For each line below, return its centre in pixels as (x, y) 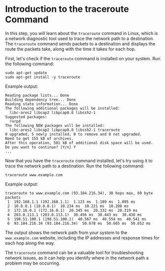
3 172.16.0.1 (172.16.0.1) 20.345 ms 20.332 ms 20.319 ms (72, 210)
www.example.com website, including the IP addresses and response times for (82, 237)
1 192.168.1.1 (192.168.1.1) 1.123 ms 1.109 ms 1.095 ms (71, 202)
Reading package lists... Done (37, 95)
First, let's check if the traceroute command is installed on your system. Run (83, 58)
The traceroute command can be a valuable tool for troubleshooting (74, 252)
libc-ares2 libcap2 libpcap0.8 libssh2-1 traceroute (65, 130)
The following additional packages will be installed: (63, 108)
